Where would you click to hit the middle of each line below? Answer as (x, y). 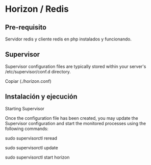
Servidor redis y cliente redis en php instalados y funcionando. (68, 39)
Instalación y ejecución (41, 97)
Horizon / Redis (37, 9)
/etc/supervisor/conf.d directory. (38, 71)
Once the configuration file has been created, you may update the (72, 118)
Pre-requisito (26, 27)
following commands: (27, 129)
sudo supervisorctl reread (31, 138)
